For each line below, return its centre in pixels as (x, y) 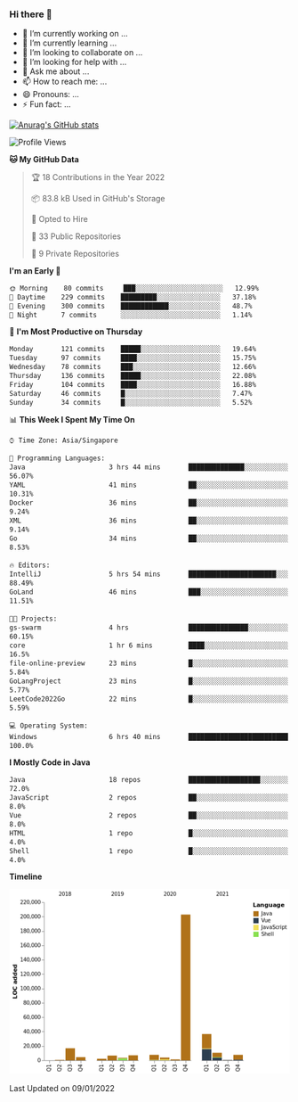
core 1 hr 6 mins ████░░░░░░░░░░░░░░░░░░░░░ (149, 646)
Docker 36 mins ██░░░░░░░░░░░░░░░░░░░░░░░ (149, 503)
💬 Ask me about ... (56, 71)
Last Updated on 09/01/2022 (62, 1088)
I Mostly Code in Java (50, 762)
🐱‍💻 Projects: (33, 619)
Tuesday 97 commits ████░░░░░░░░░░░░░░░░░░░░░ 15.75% (133, 358)
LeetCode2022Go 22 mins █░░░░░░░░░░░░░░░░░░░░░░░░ (149, 699)
